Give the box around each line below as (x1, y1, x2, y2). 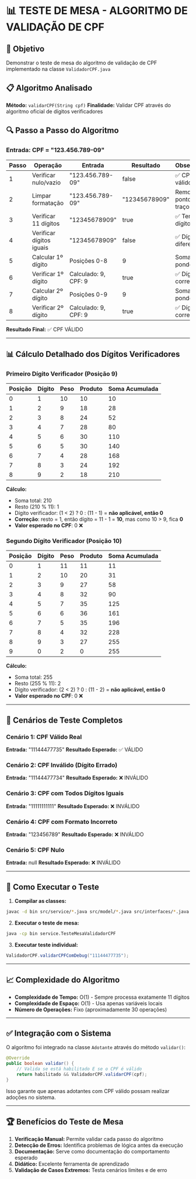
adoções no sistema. (6, 1094, 57, 1101)
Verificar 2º (32, 303, 64, 311)
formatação (32, 199, 64, 207)
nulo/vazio (32, 178, 61, 187)
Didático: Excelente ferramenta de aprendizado (14, 1160, 129, 1167)
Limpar (32, 191, 51, 200)
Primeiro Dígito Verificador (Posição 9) (6, 369, 118, 377)
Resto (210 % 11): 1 (14, 503, 60, 510)
